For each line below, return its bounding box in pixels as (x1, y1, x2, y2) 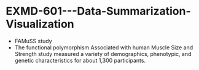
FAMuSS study (14, 37, 53, 44)
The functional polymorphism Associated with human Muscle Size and (14, 44, 193, 51)
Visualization (6, 17, 74, 31)
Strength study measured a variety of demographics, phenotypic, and (14, 50, 192, 57)
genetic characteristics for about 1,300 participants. (14, 57, 146, 64)
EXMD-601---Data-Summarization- (6, 4, 191, 18)
